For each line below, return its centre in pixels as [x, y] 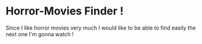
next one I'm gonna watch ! [40, 34]
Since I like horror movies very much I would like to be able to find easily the [101, 28]
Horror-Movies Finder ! [65, 11]
